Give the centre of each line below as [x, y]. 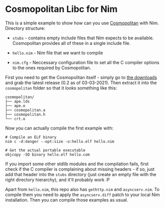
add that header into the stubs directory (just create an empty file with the [81, 174]
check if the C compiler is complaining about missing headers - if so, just [80, 169]
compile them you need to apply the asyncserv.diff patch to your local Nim [82, 195]
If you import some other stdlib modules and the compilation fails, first [77, 164]
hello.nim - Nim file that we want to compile [58, 53]
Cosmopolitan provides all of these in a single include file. [71, 43]
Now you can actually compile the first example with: [59, 128]
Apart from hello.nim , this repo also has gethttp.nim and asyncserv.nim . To [82, 189]
